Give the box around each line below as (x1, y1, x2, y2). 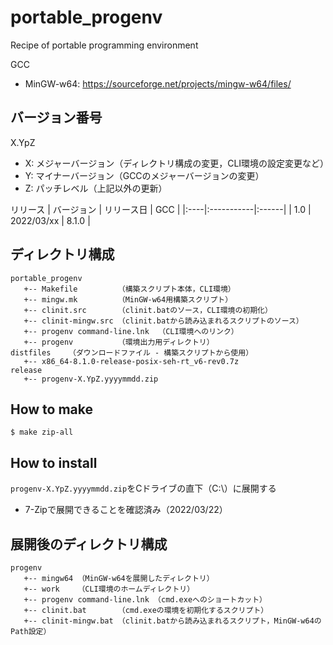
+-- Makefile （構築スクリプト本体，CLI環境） (23, 284, 236, 294)
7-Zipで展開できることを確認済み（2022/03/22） (24, 504, 228, 516)
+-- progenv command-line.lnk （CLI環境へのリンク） (23, 326, 239, 336)
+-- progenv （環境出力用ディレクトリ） (23, 337, 215, 347)
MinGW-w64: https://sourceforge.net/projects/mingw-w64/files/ (24, 77, 292, 90)
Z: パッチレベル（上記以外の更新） (24, 182, 168, 194)
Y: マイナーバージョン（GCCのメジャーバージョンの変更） (24, 169, 265, 181)
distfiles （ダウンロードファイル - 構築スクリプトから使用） (10, 347, 254, 358)
